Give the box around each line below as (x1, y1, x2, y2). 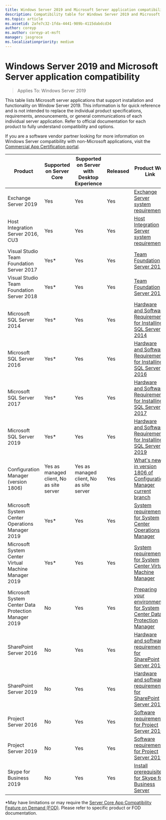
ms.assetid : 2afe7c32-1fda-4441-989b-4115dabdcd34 (5, 21, 112, 26)
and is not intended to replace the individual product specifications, (5, 107, 142, 114)
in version (134, 463, 157, 470)
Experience (75, 180, 102, 187)
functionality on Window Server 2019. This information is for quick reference (5, 102, 161, 108)
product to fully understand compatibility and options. (5, 123, 115, 129)
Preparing (134, 586, 157, 592)
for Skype (134, 774, 157, 781)
